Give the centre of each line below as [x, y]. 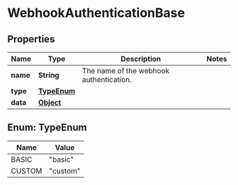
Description [141, 59]
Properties [31, 39]
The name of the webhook [126, 71]
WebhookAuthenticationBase [96, 13]
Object [50, 102]
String [49, 75]
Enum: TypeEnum [47, 127]
